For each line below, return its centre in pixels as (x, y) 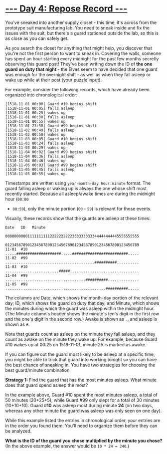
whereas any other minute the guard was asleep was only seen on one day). (83, 411)
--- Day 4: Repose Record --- (66, 9)
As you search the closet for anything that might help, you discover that (79, 48)
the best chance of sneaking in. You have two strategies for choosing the (80, 365)
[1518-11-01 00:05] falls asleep (40, 108)
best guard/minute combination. (38, 370)
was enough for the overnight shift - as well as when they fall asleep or (78, 74)
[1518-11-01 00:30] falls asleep (40, 117)
